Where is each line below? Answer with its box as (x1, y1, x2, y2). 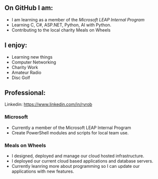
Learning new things (11, 54, 53, 60)
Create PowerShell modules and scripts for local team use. (11, 130, 129, 135)
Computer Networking (11, 59, 56, 65)
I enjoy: (4, 41, 28, 49)
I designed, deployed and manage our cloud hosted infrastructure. (11, 153, 144, 159)
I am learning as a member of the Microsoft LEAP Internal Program (11, 16, 145, 22)
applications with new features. (11, 168, 75, 174)
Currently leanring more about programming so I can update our (11, 163, 140, 169)
